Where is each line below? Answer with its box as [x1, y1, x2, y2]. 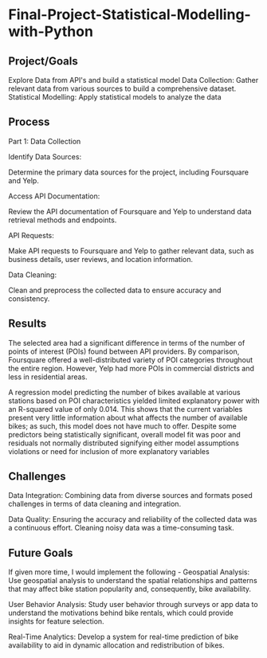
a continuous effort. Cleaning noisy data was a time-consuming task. [8, 523, 235, 533]
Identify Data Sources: [8, 151, 82, 161]
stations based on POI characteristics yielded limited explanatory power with [8, 396, 260, 405]
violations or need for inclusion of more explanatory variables [8, 446, 210, 456]
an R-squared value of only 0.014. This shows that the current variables [8, 404, 243, 413]
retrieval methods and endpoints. [8, 215, 117, 225]
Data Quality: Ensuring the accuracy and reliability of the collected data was [8, 515, 257, 524]
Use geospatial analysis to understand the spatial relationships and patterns [8, 576, 257, 586]
